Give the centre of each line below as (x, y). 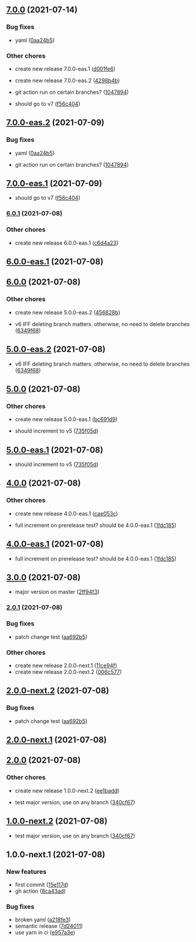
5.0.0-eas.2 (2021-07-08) (56, 349)
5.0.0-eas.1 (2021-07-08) (55, 450)
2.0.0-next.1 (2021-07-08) (57, 740)
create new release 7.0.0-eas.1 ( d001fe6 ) (65, 69)
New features (26, 872)
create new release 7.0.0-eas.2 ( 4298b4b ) (67, 80)
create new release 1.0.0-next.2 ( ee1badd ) (67, 790)
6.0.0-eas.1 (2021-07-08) (55, 262)
